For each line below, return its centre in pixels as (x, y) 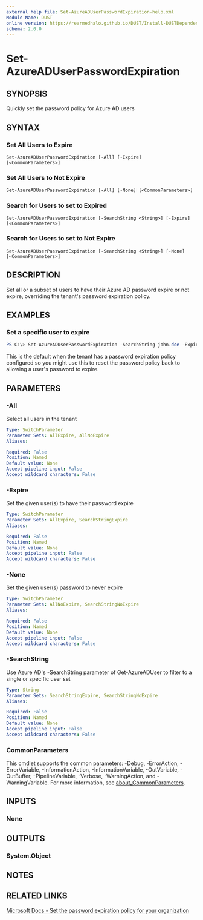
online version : (27, 23)
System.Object (29, 856)
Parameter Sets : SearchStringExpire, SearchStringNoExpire (82, 695)
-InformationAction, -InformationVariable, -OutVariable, (111, 770)
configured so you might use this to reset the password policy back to (93, 363)
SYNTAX (23, 127)
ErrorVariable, (24, 770)
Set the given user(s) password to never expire (65, 587)
